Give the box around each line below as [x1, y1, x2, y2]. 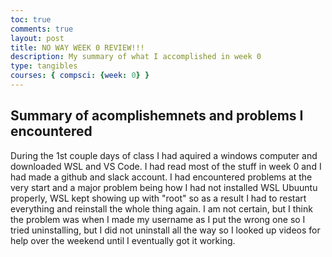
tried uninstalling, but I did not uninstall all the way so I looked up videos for [10, 224, 321, 236]
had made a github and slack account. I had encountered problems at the [10, 171, 313, 183]
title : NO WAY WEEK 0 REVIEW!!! [10, 42, 145, 53]
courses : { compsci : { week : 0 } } [10, 71, 150, 81]
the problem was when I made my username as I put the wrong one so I [10, 213, 306, 225]
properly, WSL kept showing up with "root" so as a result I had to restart [10, 192, 307, 204]
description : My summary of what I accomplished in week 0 [10, 52, 262, 62]
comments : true [10, 24, 74, 34]
